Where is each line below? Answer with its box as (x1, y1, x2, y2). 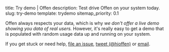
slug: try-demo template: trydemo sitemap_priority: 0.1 (5, 10, 119, 16)
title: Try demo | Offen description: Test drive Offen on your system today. (5, 5, 160, 11)
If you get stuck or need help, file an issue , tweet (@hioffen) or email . (5, 41, 151, 47)
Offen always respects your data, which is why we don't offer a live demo (5, 20, 159, 26)
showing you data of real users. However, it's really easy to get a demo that (5, 25, 164, 32)
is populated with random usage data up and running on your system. (5, 31, 151, 37)
